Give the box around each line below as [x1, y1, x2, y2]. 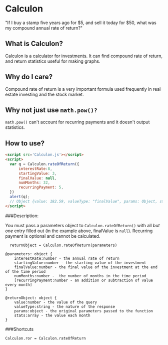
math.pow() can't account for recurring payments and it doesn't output [5, 119, 150, 125]
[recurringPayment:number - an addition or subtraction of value [14, 278, 153, 283]
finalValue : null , [18, 176, 57, 181]
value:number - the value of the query [14, 299, 97, 305]
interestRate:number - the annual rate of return [14, 256, 120, 261]
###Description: [5, 213, 39, 219]
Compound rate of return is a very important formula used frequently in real [5, 86, 161, 92]
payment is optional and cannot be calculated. [5, 233, 100, 239]
